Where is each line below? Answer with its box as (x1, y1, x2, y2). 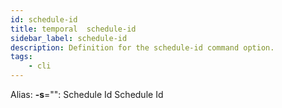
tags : (10, 52, 33, 62)
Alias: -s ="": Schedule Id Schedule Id (10, 89, 164, 100)
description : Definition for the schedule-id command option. (10, 42, 275, 53)
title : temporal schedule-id (10, 24, 137, 34)
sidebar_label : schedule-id (10, 33, 128, 43)
